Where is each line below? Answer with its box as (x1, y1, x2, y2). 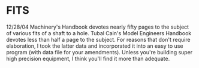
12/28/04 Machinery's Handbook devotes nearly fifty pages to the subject (6, 23, 189, 30)
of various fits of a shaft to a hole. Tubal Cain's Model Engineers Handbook (6, 29, 192, 36)
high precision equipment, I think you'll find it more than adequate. (6, 55, 170, 62)
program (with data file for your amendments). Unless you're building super (6, 48, 193, 55)
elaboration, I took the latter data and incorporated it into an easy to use (6, 42, 183, 50)
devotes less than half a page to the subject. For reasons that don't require (6, 36, 191, 43)
